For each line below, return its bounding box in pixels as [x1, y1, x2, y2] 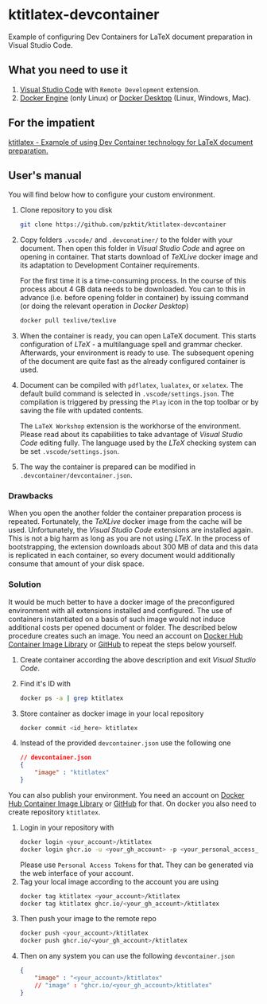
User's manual [8, 169, 82, 182]
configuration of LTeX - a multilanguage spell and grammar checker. [19, 340, 243, 350]
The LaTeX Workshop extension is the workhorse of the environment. [19, 421, 242, 431]
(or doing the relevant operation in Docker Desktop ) [19, 301, 189, 311]
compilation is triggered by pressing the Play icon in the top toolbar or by [19, 397, 259, 407]
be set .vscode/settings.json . [19, 447, 119, 456]
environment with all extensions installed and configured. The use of [8, 605, 233, 615]
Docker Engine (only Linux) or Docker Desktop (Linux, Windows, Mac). [19, 93, 252, 103]
